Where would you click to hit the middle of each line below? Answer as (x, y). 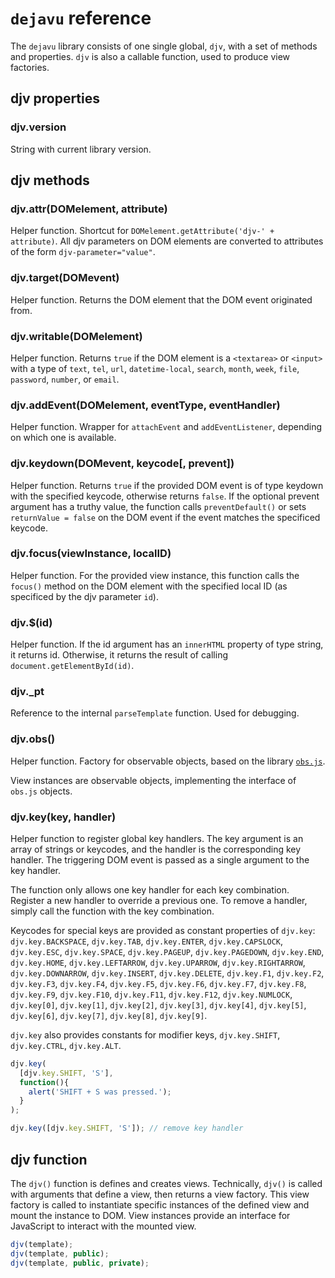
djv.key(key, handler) (63, 817)
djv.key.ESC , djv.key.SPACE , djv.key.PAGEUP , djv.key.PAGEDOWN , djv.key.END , (167, 951)
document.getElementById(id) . (72, 666)
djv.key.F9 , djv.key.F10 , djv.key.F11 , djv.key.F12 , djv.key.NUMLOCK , (151, 994)
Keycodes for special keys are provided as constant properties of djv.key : (163, 930)
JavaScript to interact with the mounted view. (103, 1226)
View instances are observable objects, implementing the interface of (153, 780)
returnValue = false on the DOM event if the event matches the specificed (165, 517)
